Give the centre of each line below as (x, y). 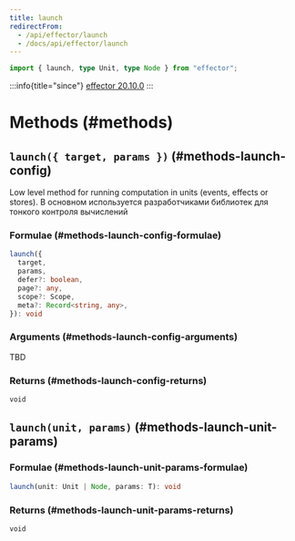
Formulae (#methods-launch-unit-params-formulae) (129, 468)
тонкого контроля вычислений (69, 212)
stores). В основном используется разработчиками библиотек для (139, 203)
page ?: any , (41, 288)
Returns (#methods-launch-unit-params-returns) (122, 510)
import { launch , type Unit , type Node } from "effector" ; (124, 68)
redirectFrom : (36, 26)
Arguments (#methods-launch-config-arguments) (124, 337)
